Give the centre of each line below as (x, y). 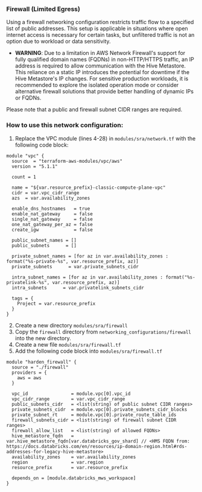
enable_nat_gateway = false (52, 214)
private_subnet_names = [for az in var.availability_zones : (90, 256)
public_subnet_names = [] (44, 240)
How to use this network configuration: (65, 125)
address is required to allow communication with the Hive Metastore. (100, 66)
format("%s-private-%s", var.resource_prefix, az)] (72, 261)
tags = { (23, 298)
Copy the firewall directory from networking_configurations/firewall (103, 332)
